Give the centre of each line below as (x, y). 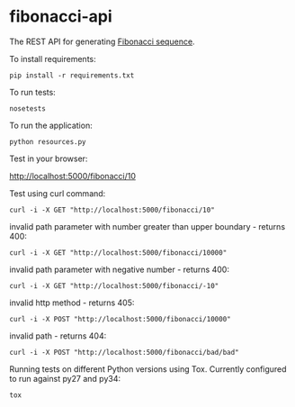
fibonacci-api (61, 17)
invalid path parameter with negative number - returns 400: (119, 269)
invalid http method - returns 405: (72, 303)
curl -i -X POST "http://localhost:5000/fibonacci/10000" (120, 319)
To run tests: (32, 92)
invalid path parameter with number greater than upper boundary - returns (147, 226)
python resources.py (48, 141)
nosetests (28, 109)
